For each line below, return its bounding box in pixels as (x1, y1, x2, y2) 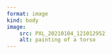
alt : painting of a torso (19, 36, 96, 43)
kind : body (6, 17, 39, 24)
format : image (6, 10, 49, 18)
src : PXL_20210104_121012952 (19, 29, 106, 37)
